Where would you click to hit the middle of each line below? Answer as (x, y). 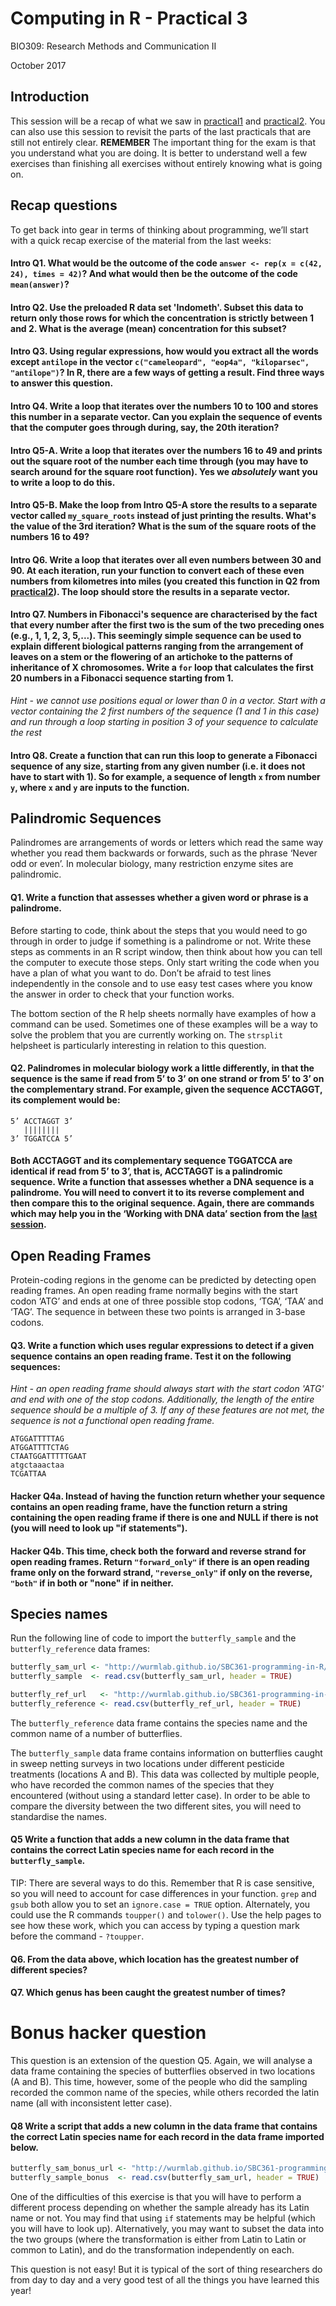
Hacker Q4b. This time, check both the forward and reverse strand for (158, 1551)
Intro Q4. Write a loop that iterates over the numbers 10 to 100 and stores (164, 406)
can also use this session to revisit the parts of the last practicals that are (161, 131)
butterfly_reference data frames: (80, 1649)
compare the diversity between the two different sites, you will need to (156, 1806)
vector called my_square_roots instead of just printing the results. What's (163, 516)
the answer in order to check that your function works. (122, 994)
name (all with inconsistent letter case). (91, 2103)
